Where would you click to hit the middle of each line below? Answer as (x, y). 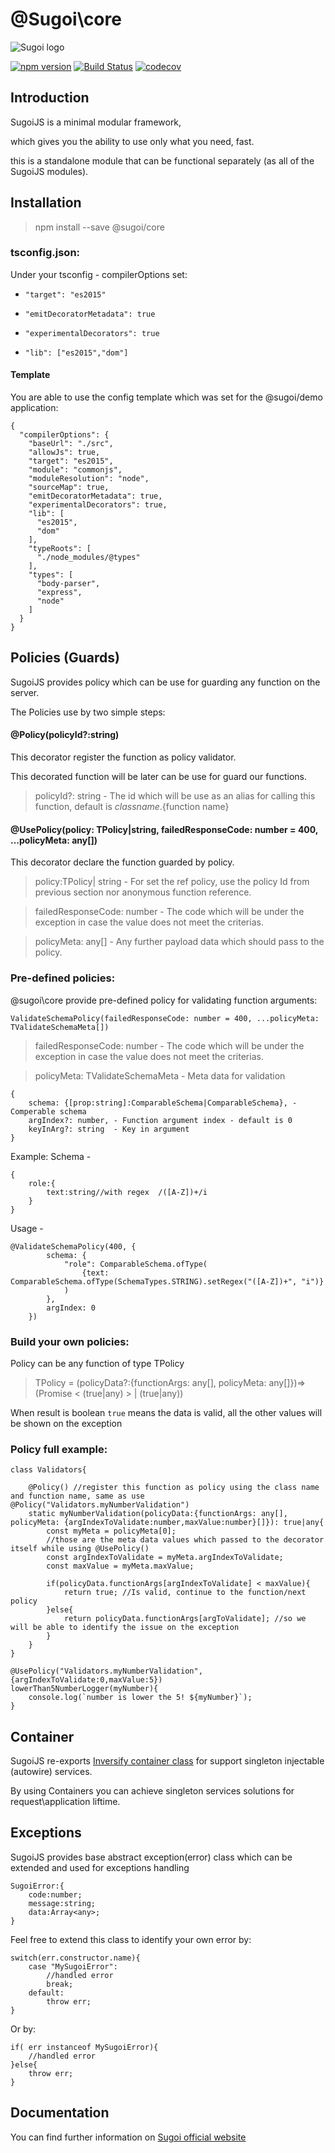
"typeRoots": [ (60, 549)
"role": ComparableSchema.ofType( (135, 1264)
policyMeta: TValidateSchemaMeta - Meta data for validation (160, 1075)
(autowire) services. (51, 1771)
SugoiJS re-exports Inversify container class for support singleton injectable (167, 1760)
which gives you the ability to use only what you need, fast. (132, 141)
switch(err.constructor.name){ (75, 1958)
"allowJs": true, (64, 453)
